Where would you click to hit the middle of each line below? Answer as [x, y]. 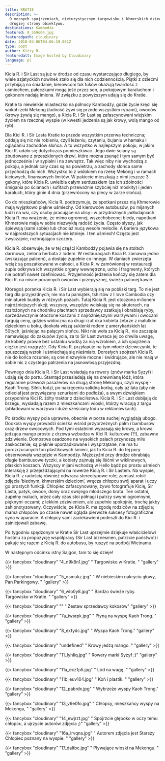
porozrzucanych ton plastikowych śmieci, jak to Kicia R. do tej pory [73, 450]
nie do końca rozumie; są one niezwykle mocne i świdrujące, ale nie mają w [82, 357]
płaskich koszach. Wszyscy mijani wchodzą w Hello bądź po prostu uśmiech [82, 465]
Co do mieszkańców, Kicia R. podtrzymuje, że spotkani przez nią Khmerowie [82, 202]
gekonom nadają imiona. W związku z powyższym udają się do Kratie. [76, 95]
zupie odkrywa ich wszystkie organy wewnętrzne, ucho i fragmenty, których [82, 269]
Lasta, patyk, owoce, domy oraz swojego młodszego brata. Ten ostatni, [77, 492]
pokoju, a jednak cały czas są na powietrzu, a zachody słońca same [74, 166]
